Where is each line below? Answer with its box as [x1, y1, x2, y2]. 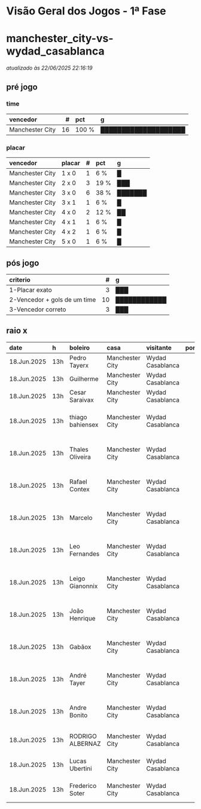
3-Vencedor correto [9, 305, 66, 314]
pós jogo [6, 258, 39, 268]
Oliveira [69, 452, 91, 461]
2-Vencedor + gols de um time [9, 295, 96, 304]
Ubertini [69, 764, 92, 772]
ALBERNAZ [69, 739, 101, 748]
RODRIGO [69, 732, 97, 740]
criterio [9, 275, 31, 283]
